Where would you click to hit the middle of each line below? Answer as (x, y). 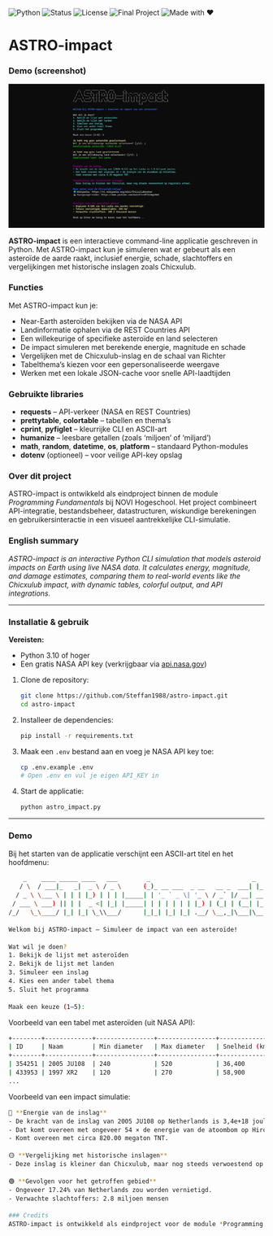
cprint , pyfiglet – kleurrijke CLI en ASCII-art (93, 429)
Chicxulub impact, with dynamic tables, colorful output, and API (116, 584)
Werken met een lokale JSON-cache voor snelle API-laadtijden (125, 373)
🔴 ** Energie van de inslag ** (58, 1112)
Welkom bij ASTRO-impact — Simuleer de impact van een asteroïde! (123, 929)
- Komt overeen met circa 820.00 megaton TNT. (89, 1138)
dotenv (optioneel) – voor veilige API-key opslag (101, 455)
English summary (44, 541)
